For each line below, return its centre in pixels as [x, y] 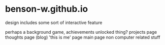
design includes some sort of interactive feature [54, 22]
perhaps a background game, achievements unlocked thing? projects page [81, 32]
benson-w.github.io [47, 9]
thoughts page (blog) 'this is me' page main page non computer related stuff [83, 37]
